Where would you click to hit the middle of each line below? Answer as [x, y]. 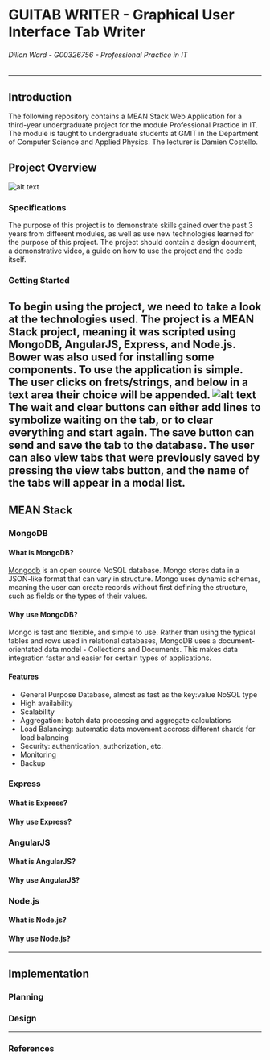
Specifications [37, 207]
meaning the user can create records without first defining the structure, [128, 588]
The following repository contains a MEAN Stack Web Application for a [125, 116]
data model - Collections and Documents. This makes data [141, 650]
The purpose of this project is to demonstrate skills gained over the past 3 [131, 225]
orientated [25, 650]
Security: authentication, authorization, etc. [91, 746]
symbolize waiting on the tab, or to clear [111, 420]
